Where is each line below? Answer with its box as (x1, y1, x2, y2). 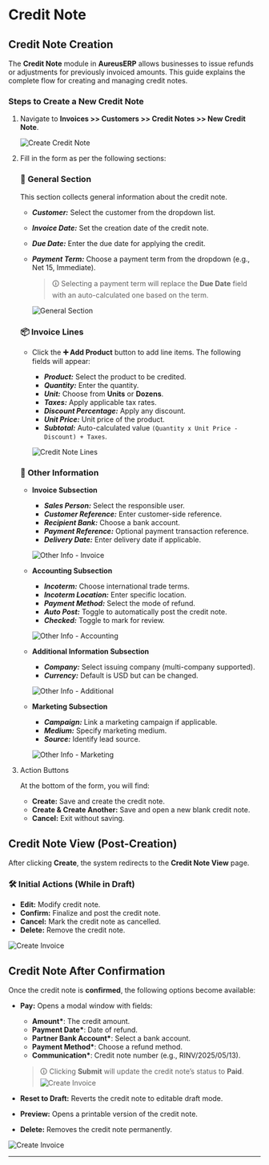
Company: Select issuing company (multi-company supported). (43, 662, 256, 672)
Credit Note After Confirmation (8, 964, 166, 977)
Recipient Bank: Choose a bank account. (43, 518, 180, 528)
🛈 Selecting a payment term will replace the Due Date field (51, 278, 247, 288)
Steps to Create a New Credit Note (8, 95, 144, 107)
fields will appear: (31, 356, 90, 366)
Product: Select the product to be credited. (43, 371, 187, 382)
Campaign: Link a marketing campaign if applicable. (43, 718, 218, 727)
